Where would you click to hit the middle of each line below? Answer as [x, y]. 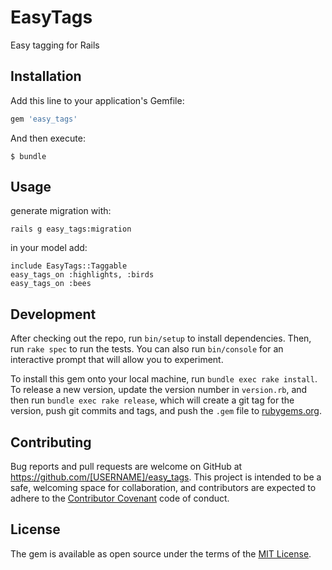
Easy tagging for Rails [55, 45]
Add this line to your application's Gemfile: [97, 100]
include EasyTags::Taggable [69, 266]
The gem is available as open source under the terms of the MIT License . [161, 553]
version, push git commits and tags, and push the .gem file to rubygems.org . [166, 411]
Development [53, 314]
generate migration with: [61, 211]
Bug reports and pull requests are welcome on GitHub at [126, 467]
